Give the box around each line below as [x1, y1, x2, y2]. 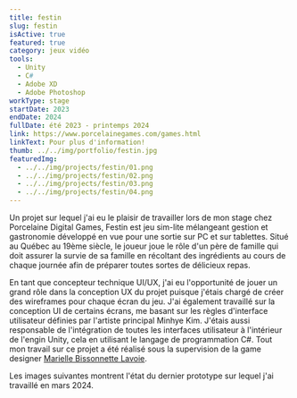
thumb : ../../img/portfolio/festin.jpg [9, 146, 158, 155]
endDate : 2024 [9, 113, 62, 122]
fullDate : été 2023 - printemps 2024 [9, 122, 150, 131]
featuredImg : [9, 154, 58, 164]
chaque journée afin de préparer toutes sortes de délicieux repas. [9, 260, 252, 270]
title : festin [9, 13, 62, 22]
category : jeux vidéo [9, 47, 90, 55]
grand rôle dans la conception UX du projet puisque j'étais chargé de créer [9, 287, 284, 297]
